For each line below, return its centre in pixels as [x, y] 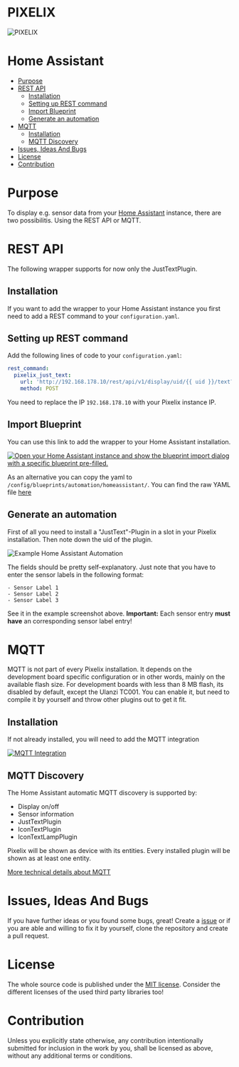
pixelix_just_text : [43, 375]
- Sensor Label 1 [33, 588]
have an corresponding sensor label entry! [70, 621]
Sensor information [46, 815]
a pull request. [28, 936]
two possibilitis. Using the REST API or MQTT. [74, 220]
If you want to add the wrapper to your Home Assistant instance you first [114, 308]
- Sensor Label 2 [33, 594]
